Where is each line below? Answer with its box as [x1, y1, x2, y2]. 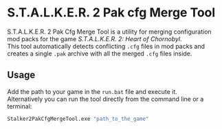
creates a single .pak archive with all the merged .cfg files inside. [7, 49, 192, 58]
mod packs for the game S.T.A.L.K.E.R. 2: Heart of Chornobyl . [7, 34, 182, 43]
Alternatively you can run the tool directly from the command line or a [7, 95, 204, 103]
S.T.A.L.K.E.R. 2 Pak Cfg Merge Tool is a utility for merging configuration [7, 27, 212, 36]
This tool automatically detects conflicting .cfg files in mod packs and [7, 42, 205, 50]
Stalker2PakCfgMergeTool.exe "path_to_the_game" [7, 115, 149, 122]
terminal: [7, 102, 32, 110]
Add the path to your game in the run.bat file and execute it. [7, 87, 177, 95]
